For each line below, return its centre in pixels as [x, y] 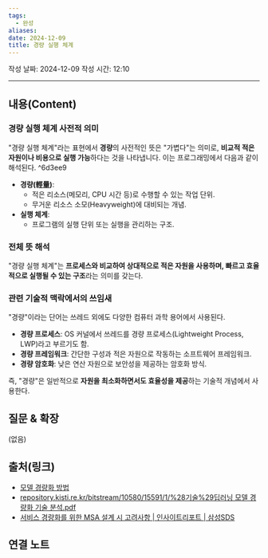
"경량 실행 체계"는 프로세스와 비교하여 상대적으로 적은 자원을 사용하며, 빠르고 [127, 266]
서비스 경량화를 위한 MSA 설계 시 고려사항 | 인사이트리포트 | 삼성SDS [127, 517]
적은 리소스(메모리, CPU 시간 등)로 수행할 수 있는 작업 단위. [123, 194]
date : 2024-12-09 [37, 38]
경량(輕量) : [37, 184]
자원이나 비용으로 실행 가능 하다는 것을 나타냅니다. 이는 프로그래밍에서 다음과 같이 [134, 157]
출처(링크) [32, 467]
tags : [17, 16]
